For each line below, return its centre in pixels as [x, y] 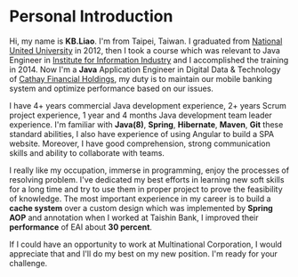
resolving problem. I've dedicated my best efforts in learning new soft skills [147, 179]
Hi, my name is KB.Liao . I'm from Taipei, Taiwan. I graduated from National [146, 41]
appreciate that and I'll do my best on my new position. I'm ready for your [144, 253]
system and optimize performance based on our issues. [111, 88]
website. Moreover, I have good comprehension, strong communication [140, 143]
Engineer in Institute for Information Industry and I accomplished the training [149, 60]
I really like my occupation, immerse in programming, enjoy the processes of [149, 170]
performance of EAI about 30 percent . [81, 227]
